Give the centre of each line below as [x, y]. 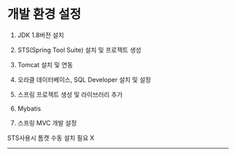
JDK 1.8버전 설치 [41, 35]
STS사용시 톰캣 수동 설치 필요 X [51, 138]
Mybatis [29, 108]
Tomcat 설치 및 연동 [45, 64]
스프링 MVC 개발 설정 [47, 122]
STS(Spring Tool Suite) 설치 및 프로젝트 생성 [79, 50]
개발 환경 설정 [44, 14]
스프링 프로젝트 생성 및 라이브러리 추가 [70, 94]
